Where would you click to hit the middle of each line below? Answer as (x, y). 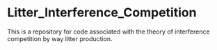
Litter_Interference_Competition (102, 13)
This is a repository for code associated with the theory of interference (108, 32)
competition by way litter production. (60, 38)
